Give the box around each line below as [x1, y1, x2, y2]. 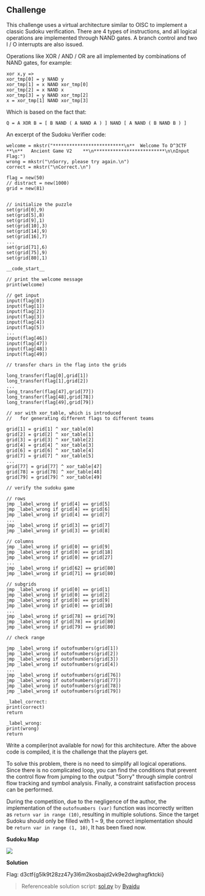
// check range [6, 634, 45, 641]
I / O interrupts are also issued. [6, 40, 84, 48]
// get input [6, 292, 40, 298]
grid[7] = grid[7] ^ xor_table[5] [6, 452, 95, 459]
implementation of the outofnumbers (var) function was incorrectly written [6, 804, 194, 812]
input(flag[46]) [6, 335, 48, 341]
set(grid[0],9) [6, 207, 45, 213]
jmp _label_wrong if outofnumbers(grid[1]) [6, 645, 119, 652]
